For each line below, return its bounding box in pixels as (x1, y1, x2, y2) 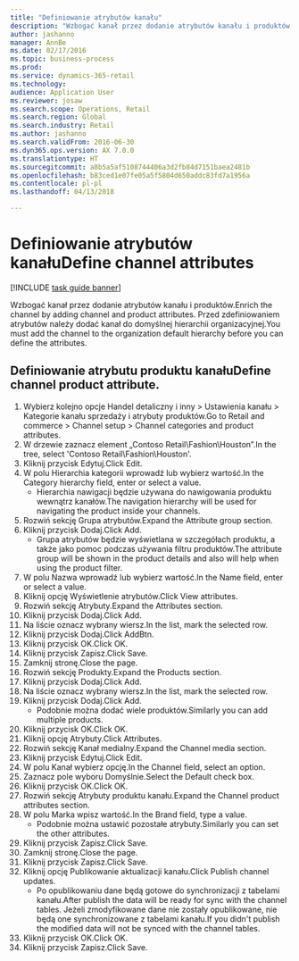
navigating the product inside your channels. (36, 506, 201, 516)
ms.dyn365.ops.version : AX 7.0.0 (10, 146, 135, 155)
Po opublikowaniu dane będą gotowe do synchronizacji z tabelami (36, 885, 280, 896)
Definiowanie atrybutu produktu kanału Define (10, 364, 271, 379)
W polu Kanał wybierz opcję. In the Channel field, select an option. (22, 761, 266, 773)
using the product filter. (36, 562, 123, 572)
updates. (22, 875, 56, 886)
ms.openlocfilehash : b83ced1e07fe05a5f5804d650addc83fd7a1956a (10, 171, 251, 180)
